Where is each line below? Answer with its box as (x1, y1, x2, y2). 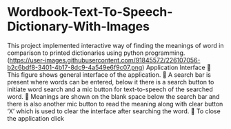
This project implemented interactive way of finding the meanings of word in (7, 41, 224, 49)
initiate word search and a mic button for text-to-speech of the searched (7, 85, 214, 93)
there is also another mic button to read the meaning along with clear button (7, 99, 223, 108)
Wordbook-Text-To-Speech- (7, 4, 173, 20)
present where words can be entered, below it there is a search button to (7, 78, 214, 86)
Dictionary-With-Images (7, 19, 150, 34)
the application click (7, 114, 64, 122)
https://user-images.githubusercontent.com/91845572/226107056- (9, 56, 201, 64)
